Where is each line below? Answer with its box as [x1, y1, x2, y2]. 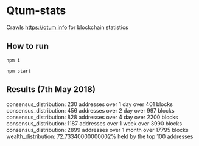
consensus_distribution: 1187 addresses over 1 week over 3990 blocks [6, 119, 183, 127]
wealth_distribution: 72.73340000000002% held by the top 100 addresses [6, 133, 194, 140]
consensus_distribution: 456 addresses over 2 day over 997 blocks [6, 107, 175, 114]
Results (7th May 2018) [6, 84, 96, 95]
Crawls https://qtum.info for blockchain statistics [6, 24, 129, 31]
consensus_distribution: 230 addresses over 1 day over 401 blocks [6, 101, 173, 108]
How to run [6, 41, 49, 51]
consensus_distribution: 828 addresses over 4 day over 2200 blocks [6, 113, 178, 121]
